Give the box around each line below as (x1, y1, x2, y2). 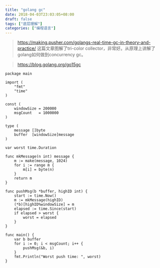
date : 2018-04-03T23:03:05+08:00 (5, 12, 75, 17)
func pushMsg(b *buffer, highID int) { (5, 189, 88, 194)
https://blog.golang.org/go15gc (17, 62, 81, 68)
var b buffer (14, 237, 41, 242)
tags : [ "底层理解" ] (5, 21, 43, 26)
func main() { (5, 233, 35, 238)
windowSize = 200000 (14, 106, 57, 111)
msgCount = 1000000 (14, 111, 59, 116)
